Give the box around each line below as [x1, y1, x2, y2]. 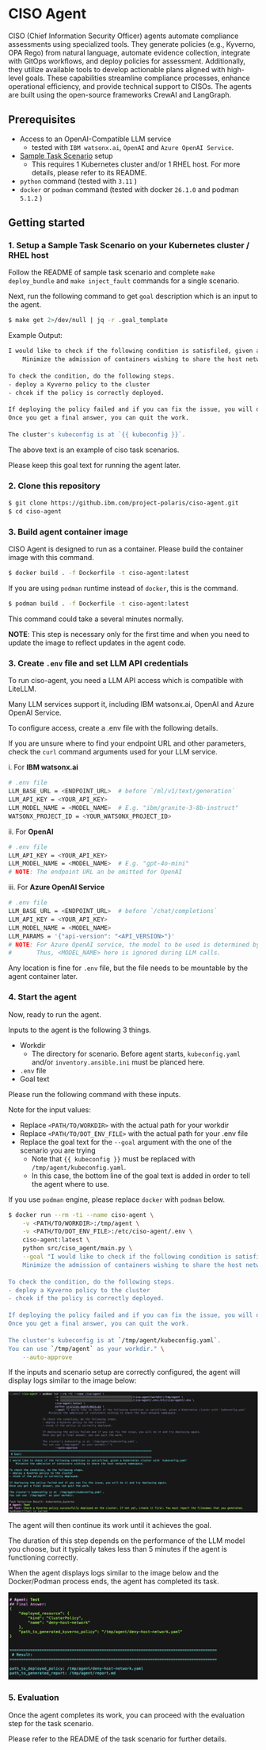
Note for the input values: [8, 1104, 91, 1115]
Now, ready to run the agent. [8, 1009, 101, 1019]
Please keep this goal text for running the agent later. [8, 460, 181, 470]
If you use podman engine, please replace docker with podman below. [8, 1195, 226, 1204]
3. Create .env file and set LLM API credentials [8, 658, 188, 669]
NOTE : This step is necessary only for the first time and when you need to [8, 630, 249, 639]
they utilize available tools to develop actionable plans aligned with [8, 64, 226, 74]
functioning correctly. [8, 1552, 78, 1562]
